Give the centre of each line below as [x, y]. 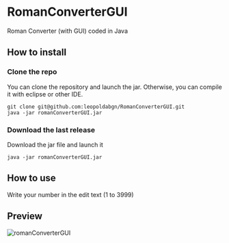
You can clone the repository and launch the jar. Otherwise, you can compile [114, 87]
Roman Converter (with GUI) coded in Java [68, 31]
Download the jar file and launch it [55, 144]
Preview [25, 216]
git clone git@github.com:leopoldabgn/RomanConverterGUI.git [96, 107]
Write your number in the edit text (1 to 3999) [71, 194]
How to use [31, 178]
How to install [37, 52]
